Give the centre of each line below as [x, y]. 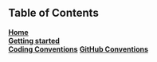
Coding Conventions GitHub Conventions [78, 49]
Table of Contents [54, 13]
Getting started [34, 41]
